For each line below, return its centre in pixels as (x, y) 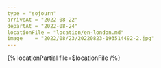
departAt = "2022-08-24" (42, 26)
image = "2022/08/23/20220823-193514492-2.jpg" (81, 39)
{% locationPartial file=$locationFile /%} (64, 58)
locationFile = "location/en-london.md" (66, 32)
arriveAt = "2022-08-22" (42, 20)
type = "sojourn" (32, 13)
